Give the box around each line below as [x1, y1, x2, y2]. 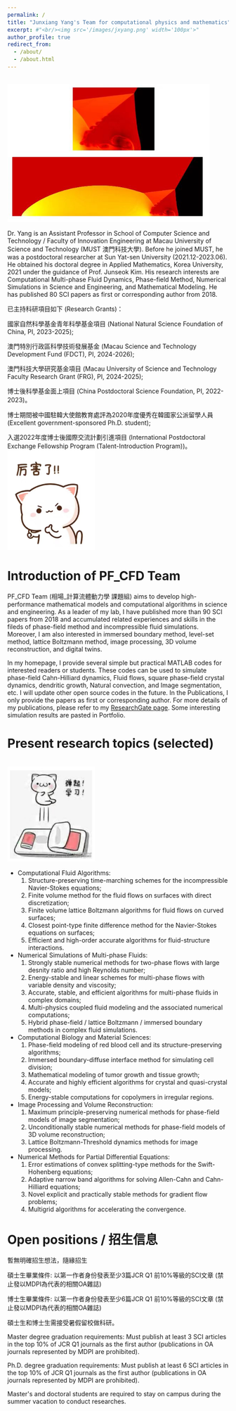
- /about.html [13, 56, 55, 63]
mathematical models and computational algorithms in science [46, 600, 228, 608]
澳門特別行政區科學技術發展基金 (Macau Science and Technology [7, 342, 197, 351]
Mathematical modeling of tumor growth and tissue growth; [27, 1070, 200, 1079]
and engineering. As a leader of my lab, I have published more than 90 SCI [7, 607, 223, 615]
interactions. [27, 943, 65, 952]
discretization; [27, 898, 70, 907]
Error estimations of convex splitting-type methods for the [27, 1160, 197, 1168]
